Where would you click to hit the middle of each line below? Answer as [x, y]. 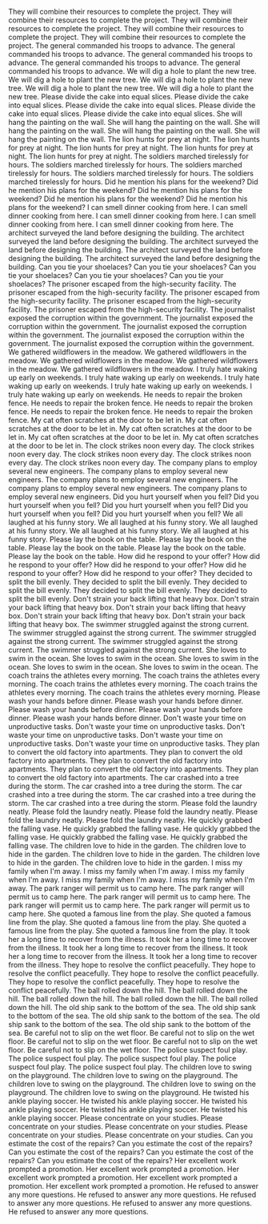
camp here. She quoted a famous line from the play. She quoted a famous [130, 914]
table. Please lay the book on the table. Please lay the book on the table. [127, 548]
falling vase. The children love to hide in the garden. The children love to [127, 846]
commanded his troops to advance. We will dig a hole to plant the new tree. [133, 71]
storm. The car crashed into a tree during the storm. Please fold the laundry [133, 803]
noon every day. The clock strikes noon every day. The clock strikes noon [130, 454]
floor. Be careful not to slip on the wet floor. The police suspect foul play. [128, 1050]
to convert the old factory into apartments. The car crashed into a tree [124, 777]
